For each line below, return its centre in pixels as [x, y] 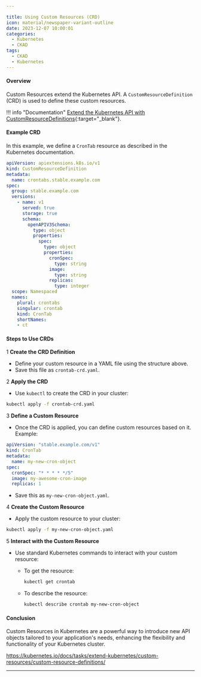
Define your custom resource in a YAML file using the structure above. [101, 363]
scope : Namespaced [35, 292]
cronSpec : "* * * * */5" [42, 473]
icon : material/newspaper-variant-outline [60, 23]
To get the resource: [49, 571]
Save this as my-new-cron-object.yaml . [62, 496]
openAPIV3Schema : [49, 225]
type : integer [72, 286]
